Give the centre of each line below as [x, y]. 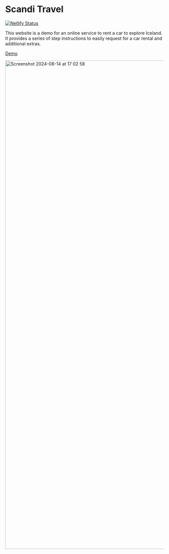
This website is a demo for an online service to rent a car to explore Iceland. [84, 33]
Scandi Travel [34, 9]
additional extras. [23, 43]
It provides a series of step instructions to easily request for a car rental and [84, 38]
